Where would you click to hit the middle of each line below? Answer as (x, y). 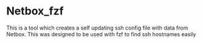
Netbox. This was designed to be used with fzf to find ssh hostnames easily (101, 34)
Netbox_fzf (35, 11)
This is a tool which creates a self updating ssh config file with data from (97, 28)
